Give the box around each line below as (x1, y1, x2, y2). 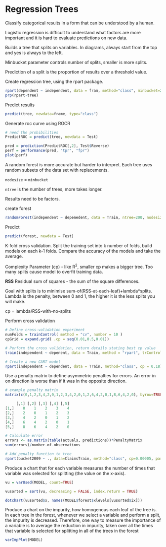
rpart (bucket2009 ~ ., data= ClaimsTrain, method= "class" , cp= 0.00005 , (5, 456, 154, 461)
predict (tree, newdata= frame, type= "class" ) (5, 111, 98, 116)
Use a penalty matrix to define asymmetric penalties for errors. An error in (5, 373, 156, 379)
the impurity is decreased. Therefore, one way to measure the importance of (5, 517, 161, 523)
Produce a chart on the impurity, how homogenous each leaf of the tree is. (5, 507, 157, 513)
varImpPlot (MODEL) (5, 538, 43, 543)
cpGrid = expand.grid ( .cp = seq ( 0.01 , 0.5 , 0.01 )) (5, 337, 110, 342)
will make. (5, 299, 26, 305)
